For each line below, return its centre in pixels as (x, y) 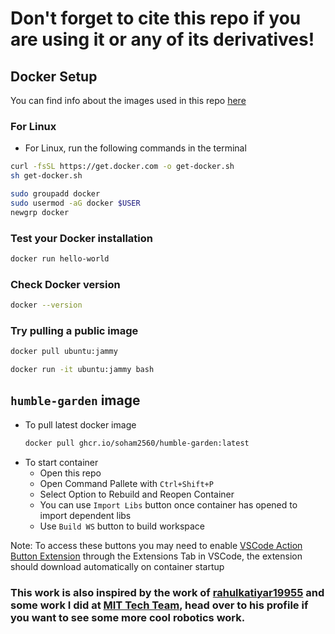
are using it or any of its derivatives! (162, 39)
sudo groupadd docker (55, 194)
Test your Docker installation (81, 238)
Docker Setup (54, 76)
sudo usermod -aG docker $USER (75, 203)
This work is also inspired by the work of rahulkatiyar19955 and (167, 592)
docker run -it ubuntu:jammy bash (82, 370)
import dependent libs (85, 515)
